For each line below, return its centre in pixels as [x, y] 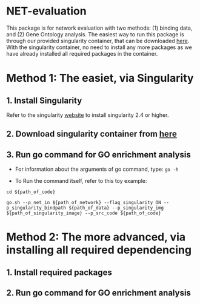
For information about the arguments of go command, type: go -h [97, 169]
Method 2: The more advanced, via [96, 237]
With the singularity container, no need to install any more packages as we [99, 47]
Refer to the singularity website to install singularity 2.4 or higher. [88, 115]
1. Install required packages [59, 272]
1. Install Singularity [44, 100]
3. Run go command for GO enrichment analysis [98, 155]
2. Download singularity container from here [92, 134]
